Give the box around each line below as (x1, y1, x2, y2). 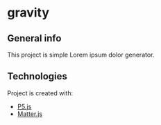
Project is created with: (7, 88, 74, 97)
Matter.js (17, 109, 43, 118)
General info (7, 32, 62, 44)
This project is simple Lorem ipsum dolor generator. (7, 50, 155, 59)
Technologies (7, 70, 68, 82)
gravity (7, 5, 50, 21)
